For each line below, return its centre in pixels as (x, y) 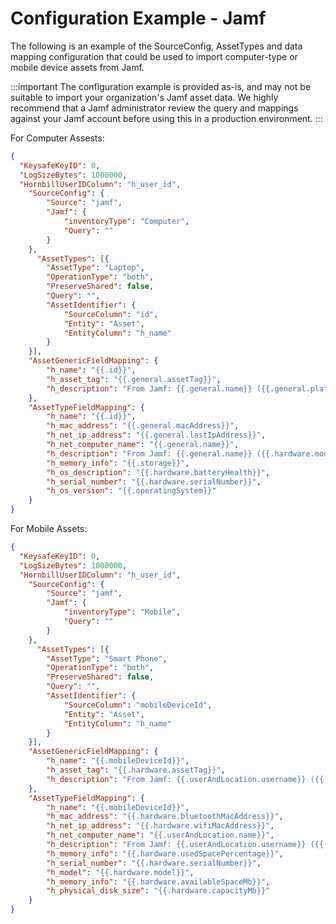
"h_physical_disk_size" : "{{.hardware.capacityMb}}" (158, 891)
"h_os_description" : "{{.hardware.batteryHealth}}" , (158, 472)
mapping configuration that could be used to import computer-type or (154, 56)
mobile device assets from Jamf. (77, 67)
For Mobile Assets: (49, 529)
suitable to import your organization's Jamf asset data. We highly (144, 97)
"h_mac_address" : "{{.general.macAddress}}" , (143, 426)
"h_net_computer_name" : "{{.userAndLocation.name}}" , (160, 835)
